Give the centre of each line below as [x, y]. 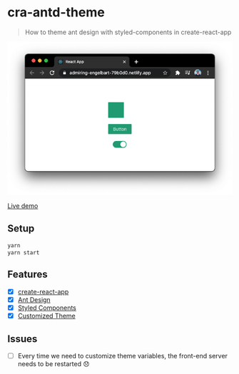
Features [27, 275]
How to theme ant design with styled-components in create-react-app [128, 32]
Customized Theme [47, 316]
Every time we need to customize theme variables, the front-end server [123, 355]
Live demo [23, 206]
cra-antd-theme [56, 12]
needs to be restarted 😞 [54, 364]
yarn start [24, 253]
